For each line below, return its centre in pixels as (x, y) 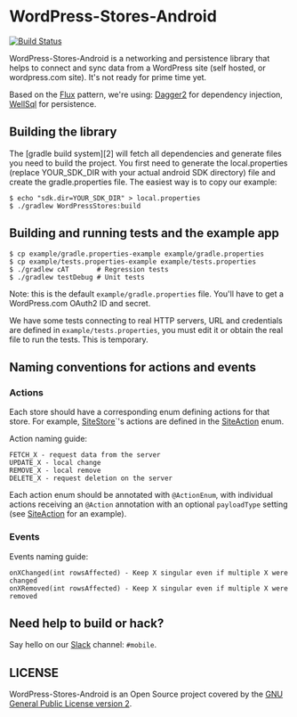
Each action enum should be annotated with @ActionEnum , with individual (141, 495)
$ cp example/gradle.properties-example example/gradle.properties (137, 254)
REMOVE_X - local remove (55, 471)
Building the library (63, 132)
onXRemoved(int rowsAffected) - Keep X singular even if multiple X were (149, 588)
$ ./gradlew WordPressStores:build (75, 206)
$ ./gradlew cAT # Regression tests (89, 269)
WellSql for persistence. (53, 103)
